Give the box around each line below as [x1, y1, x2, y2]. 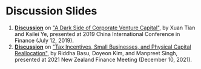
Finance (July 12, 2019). [14, 37, 74, 44]
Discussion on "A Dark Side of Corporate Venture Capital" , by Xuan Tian [14, 24, 196, 31]
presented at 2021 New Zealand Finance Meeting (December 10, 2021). [14, 56, 192, 63]
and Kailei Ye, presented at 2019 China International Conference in [14, 30, 180, 37]
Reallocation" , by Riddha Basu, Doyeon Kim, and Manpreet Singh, [14, 49, 178, 56]
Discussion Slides [5, 4, 97, 18]
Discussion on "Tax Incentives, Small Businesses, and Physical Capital [14, 43, 191, 50]
